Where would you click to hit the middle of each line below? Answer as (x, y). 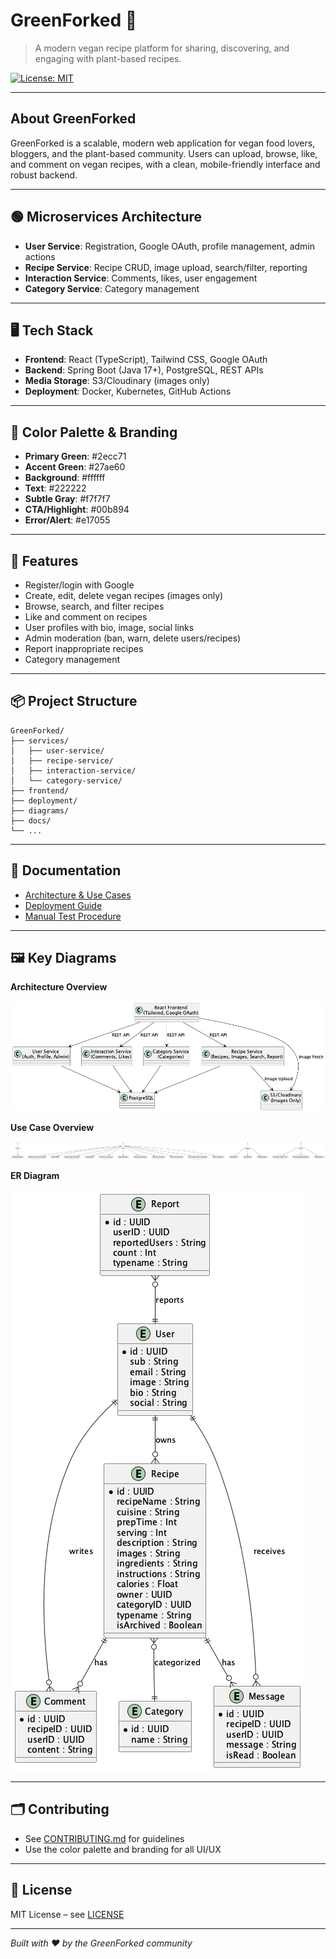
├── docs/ (31, 820)
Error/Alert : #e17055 (67, 520)
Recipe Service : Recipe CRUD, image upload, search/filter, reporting (166, 267)
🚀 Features (44, 560)
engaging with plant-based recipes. (108, 58)
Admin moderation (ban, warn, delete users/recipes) (133, 638)
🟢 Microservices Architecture (106, 217)
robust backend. (44, 175)
